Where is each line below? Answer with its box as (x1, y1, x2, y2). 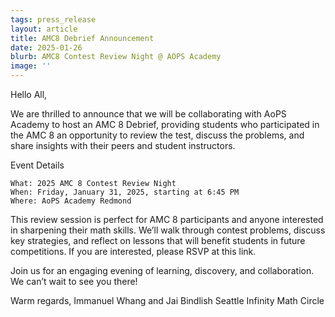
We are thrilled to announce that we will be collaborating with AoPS (10, 108, 287, 120)
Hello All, (10, 89, 48, 100)
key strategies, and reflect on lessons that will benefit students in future (10, 235, 306, 246)
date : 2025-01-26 (10, 42, 83, 53)
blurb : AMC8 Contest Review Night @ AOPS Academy (10, 52, 222, 62)
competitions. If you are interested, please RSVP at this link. (10, 246, 257, 257)
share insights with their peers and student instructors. (10, 140, 236, 151)
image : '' (10, 61, 52, 71)
